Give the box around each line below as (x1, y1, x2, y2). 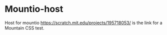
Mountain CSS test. (4, 25, 44, 31)
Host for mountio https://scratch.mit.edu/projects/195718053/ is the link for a (4, 20, 162, 26)
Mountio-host (4, 3, 63, 15)
